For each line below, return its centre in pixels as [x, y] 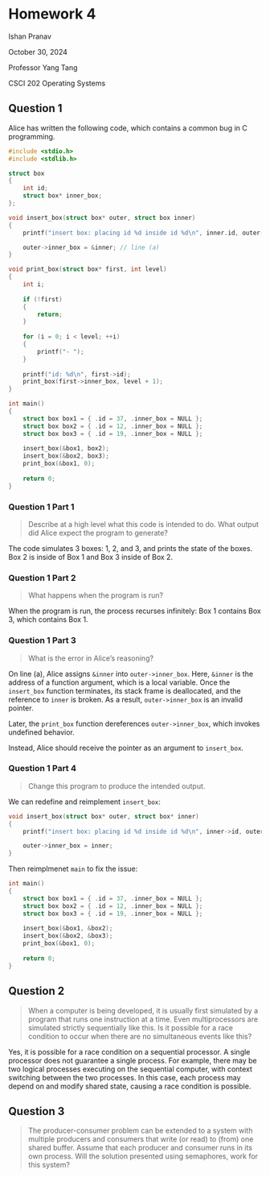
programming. [32, 136]
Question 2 [37, 991]
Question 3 [37, 1111]
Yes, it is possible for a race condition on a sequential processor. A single [129, 1051]
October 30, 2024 [38, 52]
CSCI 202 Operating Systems [57, 83]
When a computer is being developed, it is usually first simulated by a [143, 1010]
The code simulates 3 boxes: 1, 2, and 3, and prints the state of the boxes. [131, 548]
